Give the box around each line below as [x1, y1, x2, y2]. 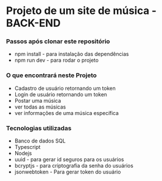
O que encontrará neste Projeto [6, 71, 97, 79]
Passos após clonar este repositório [6, 37, 110, 46]
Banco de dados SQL [14, 137, 66, 144]
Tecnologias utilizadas [6, 124, 72, 132]
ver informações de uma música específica [14, 109, 119, 116]
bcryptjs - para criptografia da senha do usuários [14, 162, 133, 169]
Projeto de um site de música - [6, 4, 157, 18]
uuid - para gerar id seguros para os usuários [14, 156, 125, 163]
